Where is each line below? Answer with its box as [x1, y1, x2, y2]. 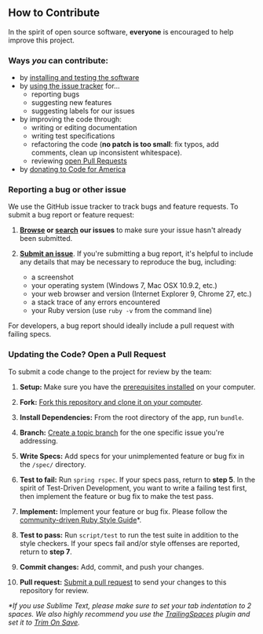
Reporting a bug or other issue [8, 184, 127, 195]
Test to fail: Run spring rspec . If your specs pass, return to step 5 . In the [19, 475, 256, 484]
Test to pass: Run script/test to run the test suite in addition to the [19, 530, 239, 540]
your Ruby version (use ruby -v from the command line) [31, 306, 213, 315]
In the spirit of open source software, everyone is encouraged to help [8, 27, 234, 36]
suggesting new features [31, 98, 112, 107]
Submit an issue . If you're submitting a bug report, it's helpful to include [19, 249, 254, 258]
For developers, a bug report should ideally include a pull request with [8, 321, 235, 330]
